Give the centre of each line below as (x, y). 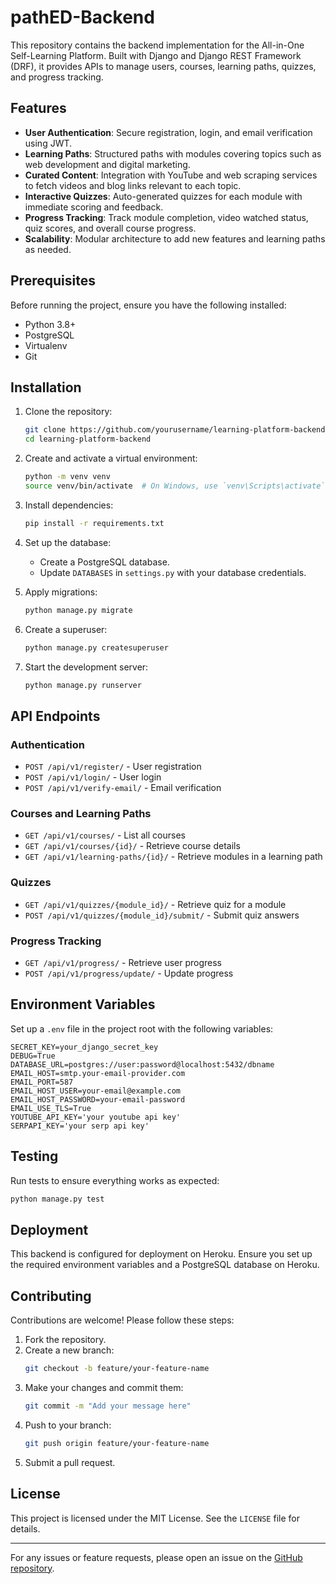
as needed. (48, 249)
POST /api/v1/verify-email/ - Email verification (123, 788)
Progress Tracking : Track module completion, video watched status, (166, 217)
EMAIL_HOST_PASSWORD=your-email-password (98, 1099)
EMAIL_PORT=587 (42, 1082)
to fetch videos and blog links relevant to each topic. (133, 185)
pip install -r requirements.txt (94, 523)
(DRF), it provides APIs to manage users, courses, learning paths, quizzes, (163, 66)
